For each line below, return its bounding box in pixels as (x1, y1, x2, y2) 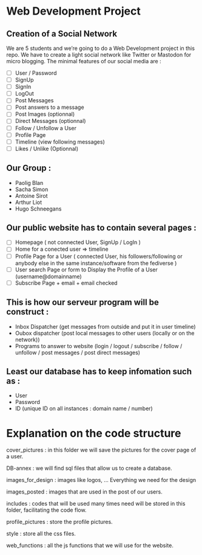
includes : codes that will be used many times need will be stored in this (6, 500, 186, 508)
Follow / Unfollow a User (15, 124, 77, 131)
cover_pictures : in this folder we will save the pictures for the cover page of (6, 446, 197, 454)
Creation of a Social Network (6, 29, 117, 39)
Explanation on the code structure (6, 426, 181, 440)
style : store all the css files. (6, 530, 76, 537)
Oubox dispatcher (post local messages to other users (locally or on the (15, 329, 195, 337)
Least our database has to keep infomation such (6, 366, 192, 377)
